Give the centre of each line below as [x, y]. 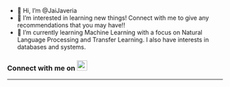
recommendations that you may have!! [71, 25]
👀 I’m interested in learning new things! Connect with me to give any [113, 18]
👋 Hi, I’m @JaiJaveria [47, 11]
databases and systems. [51, 47]
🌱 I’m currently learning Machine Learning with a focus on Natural [110, 32]
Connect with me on [41, 68]
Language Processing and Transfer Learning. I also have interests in [113, 40]
